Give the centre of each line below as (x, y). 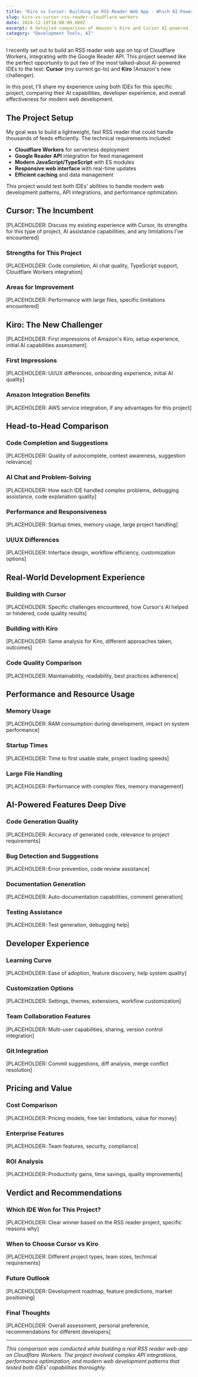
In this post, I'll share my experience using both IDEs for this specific (89, 87)
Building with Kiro (32, 628)
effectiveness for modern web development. (60, 99)
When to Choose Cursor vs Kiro (52, 1244)
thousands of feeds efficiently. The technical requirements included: (89, 138)
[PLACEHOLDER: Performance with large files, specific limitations (86, 300)
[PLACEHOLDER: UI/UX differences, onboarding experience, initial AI (90, 373)
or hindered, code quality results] (47, 613)
